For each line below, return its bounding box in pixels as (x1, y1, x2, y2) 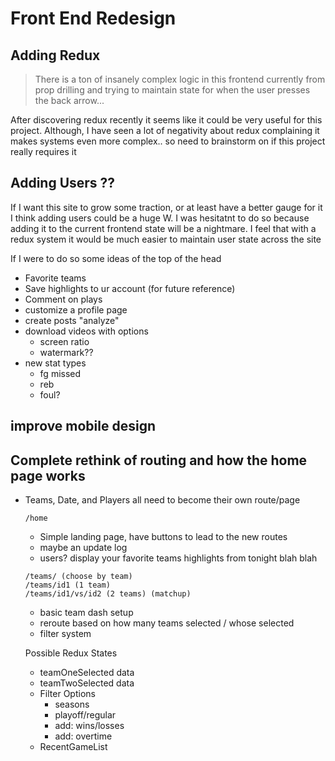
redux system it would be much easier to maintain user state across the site (10, 233, 322, 245)
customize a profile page (24, 303, 128, 316)
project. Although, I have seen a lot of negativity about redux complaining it (10, 125, 320, 136)
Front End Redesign (10, 7, 177, 30)
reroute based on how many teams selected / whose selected (39, 617, 295, 629)
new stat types (24, 357, 87, 369)
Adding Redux (10, 47, 101, 64)
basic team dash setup (39, 607, 134, 619)
